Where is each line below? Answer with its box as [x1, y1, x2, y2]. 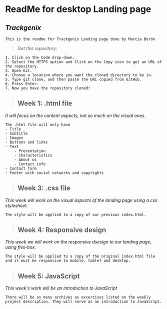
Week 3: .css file [17, 184, 71, 192]
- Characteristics [14, 152, 52, 158]
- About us [14, 157, 37, 162]
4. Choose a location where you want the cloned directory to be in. [5, 72, 153, 77]
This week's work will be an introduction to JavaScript [5, 285, 117, 291]
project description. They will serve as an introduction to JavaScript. [5, 299, 162, 304]
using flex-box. [5, 244, 36, 250]
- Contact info [14, 161, 46, 166]
